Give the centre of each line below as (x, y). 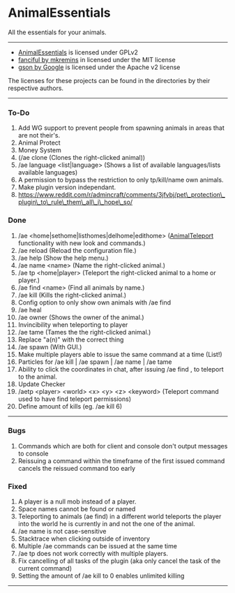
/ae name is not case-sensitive (62, 532)
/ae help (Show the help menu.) (63, 258)
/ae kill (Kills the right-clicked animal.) (72, 295)
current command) (45, 569)
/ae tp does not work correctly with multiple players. (93, 554)
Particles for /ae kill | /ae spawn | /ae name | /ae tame (95, 362)
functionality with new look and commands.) (82, 243)
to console (33, 453)
